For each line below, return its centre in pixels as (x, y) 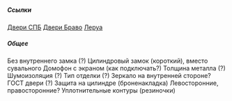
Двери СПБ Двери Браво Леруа (55, 27)
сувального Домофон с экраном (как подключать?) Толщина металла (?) (117, 68)
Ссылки (20, 10)
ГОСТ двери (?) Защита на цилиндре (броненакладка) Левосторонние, (113, 83)
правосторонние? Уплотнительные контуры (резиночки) (91, 90)
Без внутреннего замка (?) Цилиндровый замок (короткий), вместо (108, 61)
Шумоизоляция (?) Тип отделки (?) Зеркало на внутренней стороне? (109, 75)
